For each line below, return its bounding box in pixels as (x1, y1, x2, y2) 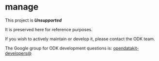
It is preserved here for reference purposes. (5, 26, 93, 32)
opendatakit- (113, 45, 139, 51)
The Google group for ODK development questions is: (5, 45, 112, 51)
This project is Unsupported (5, 17, 62, 23)
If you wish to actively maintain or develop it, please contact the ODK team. (5, 36, 155, 42)
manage (5, 1, 39, 12)
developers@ (5, 50, 32, 56)
